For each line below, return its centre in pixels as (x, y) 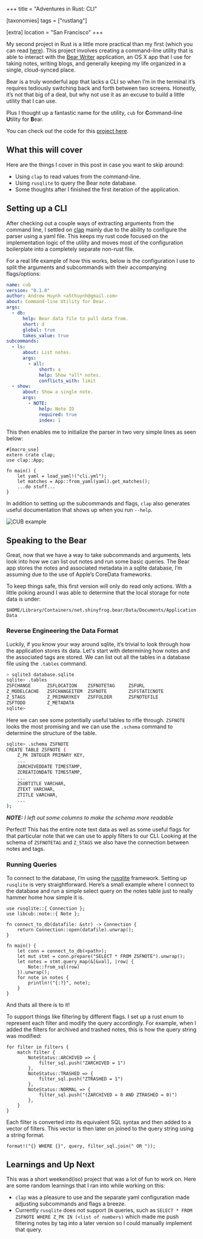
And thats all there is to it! (38, 1005)
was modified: (24, 1036)
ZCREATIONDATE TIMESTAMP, (50, 773)
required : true (58, 415)
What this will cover (45, 150)
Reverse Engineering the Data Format (62, 631)
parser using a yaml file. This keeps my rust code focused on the (87, 236)
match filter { (36, 1052)
